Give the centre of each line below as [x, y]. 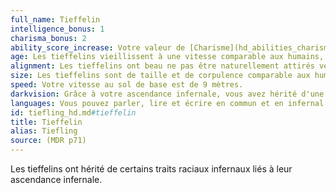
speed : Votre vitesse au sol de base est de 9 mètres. [127, 85]
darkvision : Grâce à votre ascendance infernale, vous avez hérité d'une [167, 94]
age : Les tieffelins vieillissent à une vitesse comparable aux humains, [167, 57]
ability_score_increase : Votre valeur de [98, 47]
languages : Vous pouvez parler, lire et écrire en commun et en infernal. [169, 103]
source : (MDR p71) [48, 141]
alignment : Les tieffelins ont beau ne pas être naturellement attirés [162, 66]
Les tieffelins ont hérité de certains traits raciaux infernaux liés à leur [151, 169]
